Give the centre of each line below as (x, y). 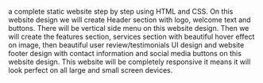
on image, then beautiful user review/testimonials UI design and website (126, 45)
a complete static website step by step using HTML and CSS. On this (121, 11)
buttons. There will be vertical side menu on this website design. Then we (129, 28)
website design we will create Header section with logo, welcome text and (130, 20)
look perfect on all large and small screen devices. (91, 70)
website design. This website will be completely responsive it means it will (130, 62)
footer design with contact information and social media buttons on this (125, 53)
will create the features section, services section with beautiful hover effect (131, 36)
